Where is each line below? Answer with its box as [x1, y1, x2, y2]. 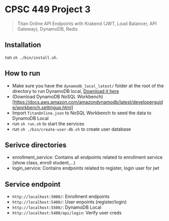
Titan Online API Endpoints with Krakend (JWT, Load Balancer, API [17, 20, 157, 27]
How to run [5, 69, 41, 78]
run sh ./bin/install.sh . [5, 54, 58, 60]
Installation [5, 41, 41, 50]
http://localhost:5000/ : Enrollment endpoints [12, 193, 110, 200]
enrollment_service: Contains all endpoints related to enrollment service [12, 154, 163, 160]
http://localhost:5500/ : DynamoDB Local [12, 204, 101, 210]
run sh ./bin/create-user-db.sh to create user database [12, 126, 131, 132]
